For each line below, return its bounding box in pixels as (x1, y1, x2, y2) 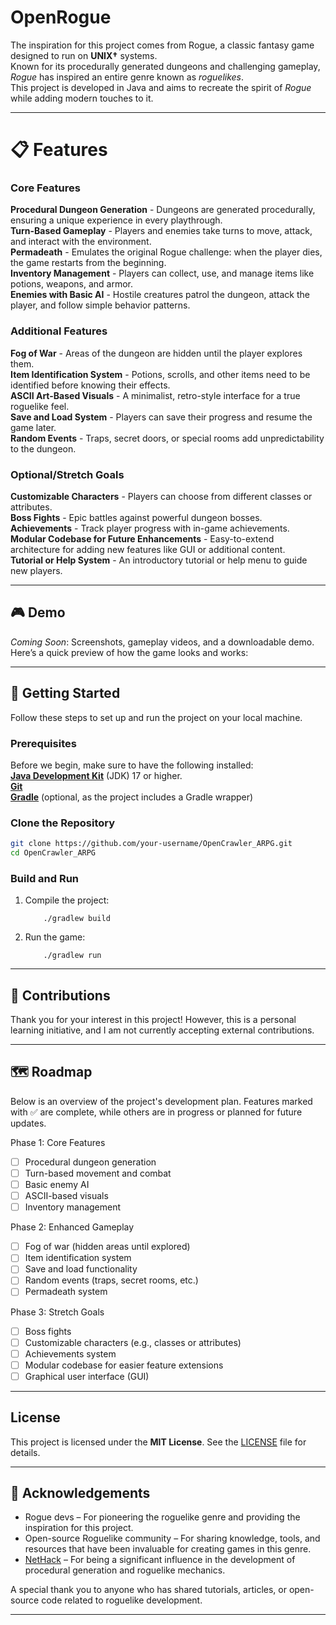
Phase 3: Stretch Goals (10, 1306, 105, 1318)
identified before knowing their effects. (10, 379, 171, 391)
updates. (10, 1117, 47, 1129)
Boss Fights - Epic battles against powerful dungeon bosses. (10, 512, 263, 524)
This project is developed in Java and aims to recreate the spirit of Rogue (10, 81, 312, 93)
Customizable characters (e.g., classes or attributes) (24, 1336, 242, 1348)
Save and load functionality (24, 1263, 138, 1275)
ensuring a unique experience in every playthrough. (10, 214, 223, 226)
